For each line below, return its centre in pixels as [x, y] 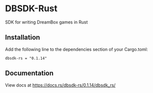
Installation [23, 37]
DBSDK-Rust [31, 9]
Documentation [29, 73]
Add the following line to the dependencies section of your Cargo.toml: [76, 49]
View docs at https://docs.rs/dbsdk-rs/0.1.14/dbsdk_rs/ [60, 85]
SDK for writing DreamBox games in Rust [47, 22]
